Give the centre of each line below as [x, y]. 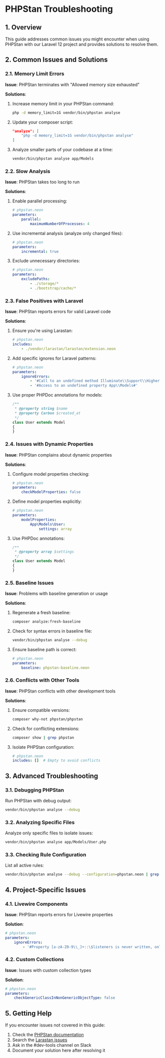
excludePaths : [36, 279]
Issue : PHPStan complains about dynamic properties [58, 455]
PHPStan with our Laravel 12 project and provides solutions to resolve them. [82, 44]
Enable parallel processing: [40, 201]
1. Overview [23, 27]
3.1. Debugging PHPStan [35, 790]
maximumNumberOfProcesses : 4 [60, 224]
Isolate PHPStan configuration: [43, 747]
